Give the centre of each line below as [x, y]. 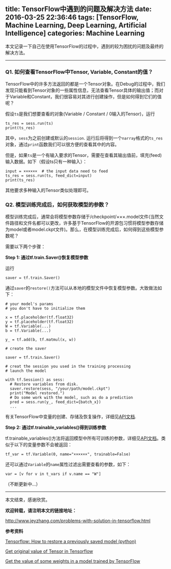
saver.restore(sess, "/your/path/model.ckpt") [60, 389]
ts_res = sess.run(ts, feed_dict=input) [49, 176]
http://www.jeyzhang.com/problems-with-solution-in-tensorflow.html [78, 521]
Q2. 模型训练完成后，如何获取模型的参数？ [57, 205]
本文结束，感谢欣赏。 [27, 500]
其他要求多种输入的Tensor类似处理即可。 [48, 191]
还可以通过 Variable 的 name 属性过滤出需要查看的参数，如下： [68, 465]
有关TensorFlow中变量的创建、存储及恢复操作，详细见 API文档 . [71, 417]
